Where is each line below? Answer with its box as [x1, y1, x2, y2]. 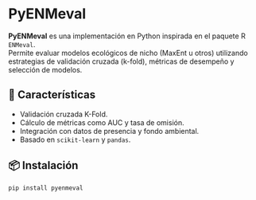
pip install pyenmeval [8, 184, 83, 192]
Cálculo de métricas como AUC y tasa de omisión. [19, 117, 184, 127]
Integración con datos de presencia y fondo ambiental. [19, 126, 200, 135]
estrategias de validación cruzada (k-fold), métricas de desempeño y [8, 57, 235, 66]
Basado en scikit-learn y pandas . [19, 135, 131, 144]
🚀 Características [8, 88, 96, 102]
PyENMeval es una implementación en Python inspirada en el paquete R [8, 31, 246, 41]
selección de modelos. [8, 65, 83, 74]
